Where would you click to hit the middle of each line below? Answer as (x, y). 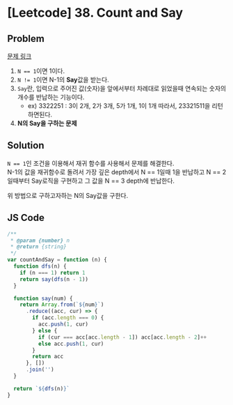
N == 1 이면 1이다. (41, 71)
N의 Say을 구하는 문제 (47, 123)
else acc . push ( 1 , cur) (71, 344)
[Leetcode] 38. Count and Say (95, 13)
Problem (26, 39)
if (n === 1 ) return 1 (53, 273)
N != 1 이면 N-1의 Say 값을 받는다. (63, 79)
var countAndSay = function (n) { (57, 260)
